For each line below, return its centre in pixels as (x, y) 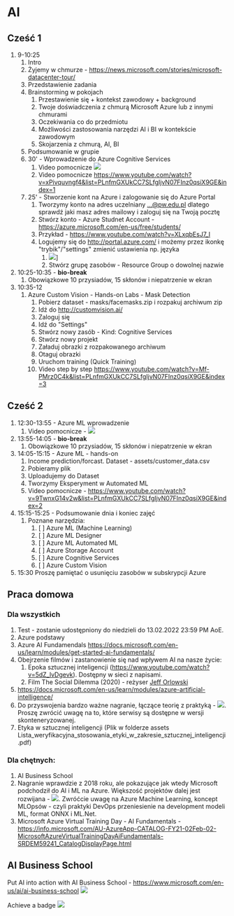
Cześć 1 (24, 38)
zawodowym (57, 137)
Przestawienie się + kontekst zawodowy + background (117, 99)
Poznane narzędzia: (56, 520)
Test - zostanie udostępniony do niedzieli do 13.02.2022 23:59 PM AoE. (120, 630)
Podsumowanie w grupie (64, 152)
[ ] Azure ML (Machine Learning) (85, 528)
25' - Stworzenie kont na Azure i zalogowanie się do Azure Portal (122, 197)
